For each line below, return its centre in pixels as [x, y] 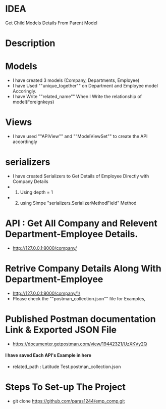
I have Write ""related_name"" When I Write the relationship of [77, 97]
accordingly [25, 142]
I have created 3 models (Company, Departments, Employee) [76, 80]
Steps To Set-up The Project [66, 387]
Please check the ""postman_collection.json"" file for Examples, [79, 298]
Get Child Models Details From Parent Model [51, 23]
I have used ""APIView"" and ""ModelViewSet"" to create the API [80, 136]
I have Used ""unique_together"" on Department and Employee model [85, 86]
